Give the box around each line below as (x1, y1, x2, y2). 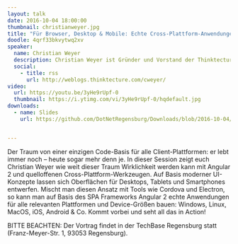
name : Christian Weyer (13, 50, 81, 57)
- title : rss (20, 69, 59, 76)
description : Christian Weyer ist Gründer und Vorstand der (13, 57, 195, 64)
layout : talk (7, 10, 46, 18)
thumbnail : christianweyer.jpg (7, 23, 100, 30)
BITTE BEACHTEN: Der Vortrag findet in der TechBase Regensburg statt (7, 221, 217, 230)
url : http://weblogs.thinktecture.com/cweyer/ (25, 76, 166, 83)
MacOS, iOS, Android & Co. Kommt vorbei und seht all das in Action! (7, 207, 207, 216)
